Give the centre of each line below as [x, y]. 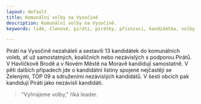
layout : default [26, 12]
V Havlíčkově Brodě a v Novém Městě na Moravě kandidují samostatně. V [97, 64]
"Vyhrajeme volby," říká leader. [59, 94]
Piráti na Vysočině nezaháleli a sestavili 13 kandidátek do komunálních [93, 51]
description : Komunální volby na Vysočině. [62, 23]
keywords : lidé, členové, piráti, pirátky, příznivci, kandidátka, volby [101, 29]
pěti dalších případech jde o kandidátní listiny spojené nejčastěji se [89, 70]
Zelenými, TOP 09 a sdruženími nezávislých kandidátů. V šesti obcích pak [98, 76]
